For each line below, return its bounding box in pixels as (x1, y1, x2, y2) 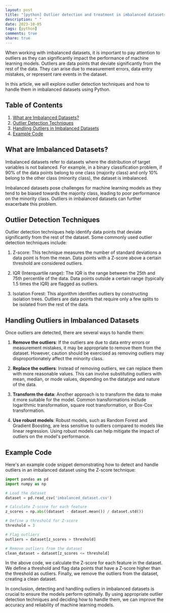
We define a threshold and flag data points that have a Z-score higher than (5, 565, 161, 571)
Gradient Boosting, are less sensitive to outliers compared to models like (12, 423, 163, 429)
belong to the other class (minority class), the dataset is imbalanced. (5, 175, 148, 181)
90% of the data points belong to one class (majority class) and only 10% (5, 169, 158, 175)
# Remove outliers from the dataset (5, 546, 82, 551)
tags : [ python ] (5, 26, 37, 31)
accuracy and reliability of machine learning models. (5, 602, 115, 608)
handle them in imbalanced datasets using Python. (5, 86, 111, 92)
